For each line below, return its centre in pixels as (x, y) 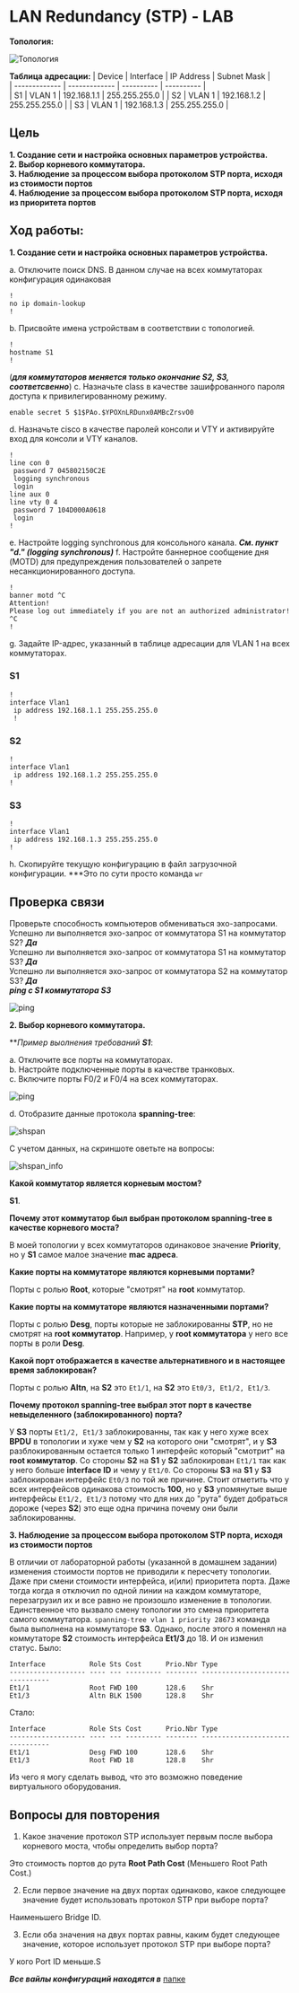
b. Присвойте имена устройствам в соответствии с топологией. (132, 328)
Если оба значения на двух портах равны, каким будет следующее (151, 1935)
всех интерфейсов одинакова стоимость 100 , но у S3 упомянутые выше (149, 1489)
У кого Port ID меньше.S (55, 1962)
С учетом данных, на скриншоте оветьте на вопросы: (112, 1149)
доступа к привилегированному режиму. (88, 396)
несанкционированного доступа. (73, 571)
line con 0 (30, 463)
